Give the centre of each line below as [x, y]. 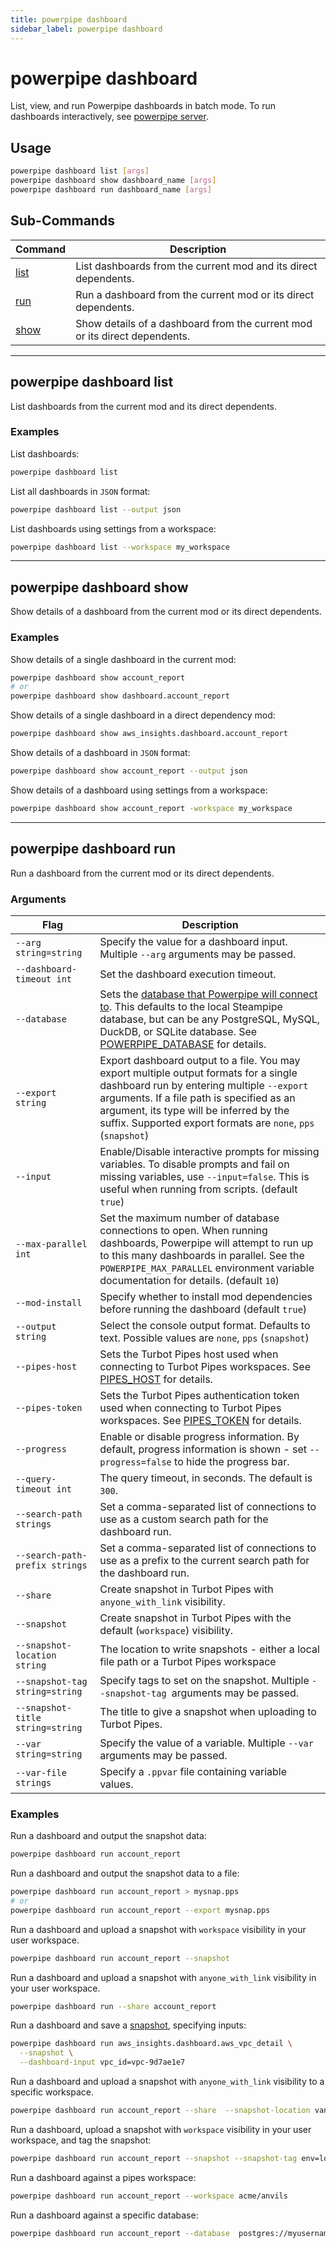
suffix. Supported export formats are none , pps [207, 1123]
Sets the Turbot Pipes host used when [189, 1354]
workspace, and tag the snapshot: [81, 2140]
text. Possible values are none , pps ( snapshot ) [204, 1338]
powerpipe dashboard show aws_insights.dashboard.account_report [149, 734]
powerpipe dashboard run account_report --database [120, 2233]
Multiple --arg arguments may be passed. [198, 954]
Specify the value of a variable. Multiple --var [206, 1743]
